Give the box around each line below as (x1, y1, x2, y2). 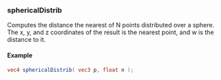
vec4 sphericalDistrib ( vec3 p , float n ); (7, 66, 134, 73)
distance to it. (7, 36, 46, 44)
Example (7, 51, 33, 59)
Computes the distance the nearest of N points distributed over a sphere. (7, 21, 215, 29)
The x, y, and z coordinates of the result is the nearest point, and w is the (7, 28, 215, 36)
